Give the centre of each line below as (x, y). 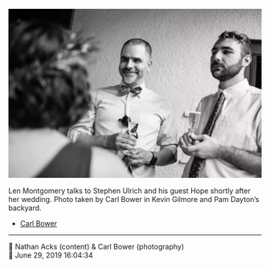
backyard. (25, 208)
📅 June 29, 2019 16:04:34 (51, 255)
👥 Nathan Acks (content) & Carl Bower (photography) (96, 246)
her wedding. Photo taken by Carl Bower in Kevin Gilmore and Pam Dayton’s (134, 199)
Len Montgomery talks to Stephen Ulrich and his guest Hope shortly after (129, 191)
